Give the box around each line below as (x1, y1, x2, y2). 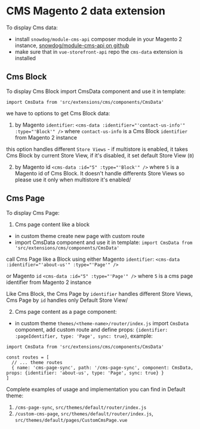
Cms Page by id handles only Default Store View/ (6, 297, 128, 304)
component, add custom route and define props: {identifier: (14, 326, 168, 333)
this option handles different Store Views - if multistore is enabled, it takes (6, 145, 188, 153)
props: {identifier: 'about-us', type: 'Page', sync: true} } (6, 370, 164, 376)
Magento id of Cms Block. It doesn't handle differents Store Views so (14, 169, 185, 177)
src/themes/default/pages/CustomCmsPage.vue (14, 417, 128, 423)
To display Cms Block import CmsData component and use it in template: (6, 88, 186, 95)
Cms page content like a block (14, 221, 90, 228)
